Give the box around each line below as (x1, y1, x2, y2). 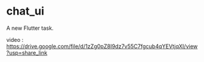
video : (6, 36, 24, 43)
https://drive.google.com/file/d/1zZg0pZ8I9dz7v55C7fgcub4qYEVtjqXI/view (6, 43, 198, 50)
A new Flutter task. (6, 24, 54, 32)
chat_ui (6, 4, 45, 18)
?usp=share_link (6, 49, 48, 56)
